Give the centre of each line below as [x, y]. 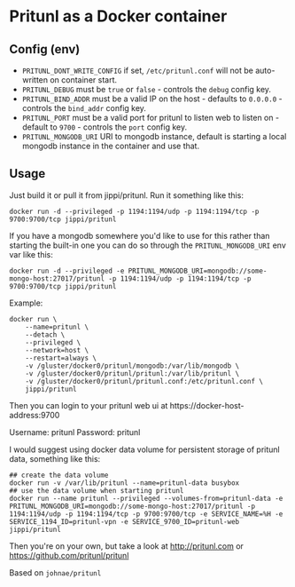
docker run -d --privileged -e [67, 271]
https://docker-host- [207, 405]
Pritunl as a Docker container [118, 16]
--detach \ [45, 335]
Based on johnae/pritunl [55, 572]
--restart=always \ [61, 358]
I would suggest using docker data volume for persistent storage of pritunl [145, 449]
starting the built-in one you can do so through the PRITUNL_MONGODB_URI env [147, 245]
